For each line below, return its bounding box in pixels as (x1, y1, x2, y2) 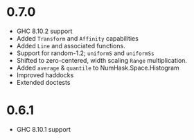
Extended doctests (16, 78, 71, 86)
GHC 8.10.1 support (16, 125, 71, 133)
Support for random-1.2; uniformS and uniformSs (16, 49, 155, 57)
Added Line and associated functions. (16, 41, 125, 50)
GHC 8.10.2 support (16, 27, 73, 35)
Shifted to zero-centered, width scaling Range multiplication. (16, 56, 188, 64)
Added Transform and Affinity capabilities (16, 34, 139, 42)
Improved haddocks (16, 70, 74, 79)
